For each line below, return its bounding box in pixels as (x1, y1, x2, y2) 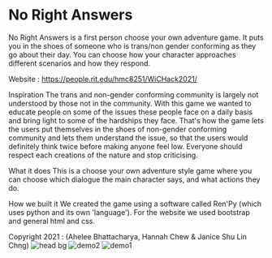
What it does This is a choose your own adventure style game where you (8, 166, 253, 175)
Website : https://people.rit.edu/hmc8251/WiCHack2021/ (8, 74, 197, 84)
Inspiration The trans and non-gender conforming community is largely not (8, 89, 259, 99)
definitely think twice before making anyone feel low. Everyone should (8, 141, 243, 151)
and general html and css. (8, 216, 96, 226)
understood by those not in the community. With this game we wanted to (8, 98, 252, 108)
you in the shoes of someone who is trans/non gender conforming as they (8, 41, 257, 50)
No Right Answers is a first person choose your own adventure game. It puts (8, 32, 264, 42)
